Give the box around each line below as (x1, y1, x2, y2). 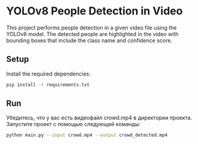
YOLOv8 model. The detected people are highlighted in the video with (6, 30, 179, 37)
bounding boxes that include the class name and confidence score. (6, 37, 173, 44)
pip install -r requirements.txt (6, 82, 90, 88)
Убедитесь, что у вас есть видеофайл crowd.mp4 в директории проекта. (6, 114, 193, 121)
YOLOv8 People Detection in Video (6, 4, 183, 18)
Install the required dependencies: (6, 70, 91, 77)
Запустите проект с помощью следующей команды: (6, 121, 141, 128)
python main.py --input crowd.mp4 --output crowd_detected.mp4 (6, 132, 168, 139)
